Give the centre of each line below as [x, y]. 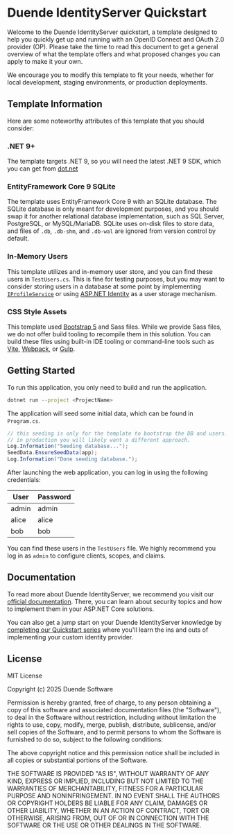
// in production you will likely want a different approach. [99, 440]
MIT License [25, 675]
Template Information [55, 104]
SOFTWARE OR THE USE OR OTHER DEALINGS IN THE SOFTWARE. [104, 825]
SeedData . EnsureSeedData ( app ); [52, 453]
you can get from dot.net [43, 169]
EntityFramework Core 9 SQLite [61, 187]
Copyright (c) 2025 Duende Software [60, 689]
